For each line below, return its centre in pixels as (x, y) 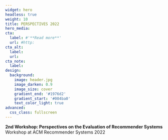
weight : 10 (17, 19)
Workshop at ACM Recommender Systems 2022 (55, 132)
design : (13, 71)
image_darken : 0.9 (33, 84)
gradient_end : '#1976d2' (40, 94)
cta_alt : (14, 47)
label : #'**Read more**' (36, 38)
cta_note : (16, 61)
